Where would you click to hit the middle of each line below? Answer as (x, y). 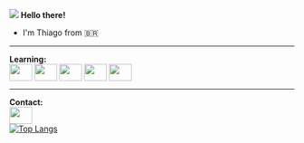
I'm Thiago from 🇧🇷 (61, 33)
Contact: (26, 102)
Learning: (28, 59)
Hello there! (43, 15)
